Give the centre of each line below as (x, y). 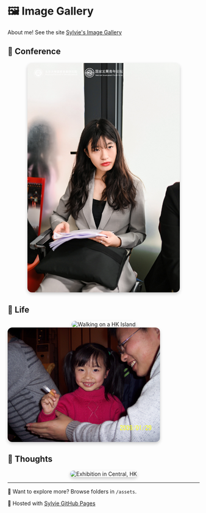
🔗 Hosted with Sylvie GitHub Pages (51, 503)
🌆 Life (19, 309)
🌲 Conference (34, 52)
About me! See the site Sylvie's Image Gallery (65, 32)
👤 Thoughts (30, 459)
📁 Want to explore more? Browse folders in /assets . (72, 491)
